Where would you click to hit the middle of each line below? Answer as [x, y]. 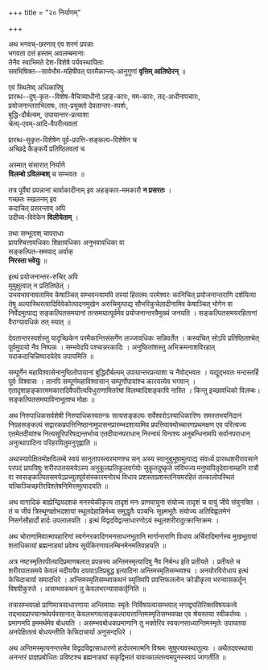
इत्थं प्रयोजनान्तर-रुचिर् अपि [43, 277]
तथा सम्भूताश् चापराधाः [36, 233]
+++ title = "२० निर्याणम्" [45, 12]
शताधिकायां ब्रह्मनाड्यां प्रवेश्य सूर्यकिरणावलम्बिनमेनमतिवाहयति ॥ [87, 545]
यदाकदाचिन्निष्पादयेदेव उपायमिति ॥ [51, 356]
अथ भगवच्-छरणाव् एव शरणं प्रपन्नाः [51, 44]
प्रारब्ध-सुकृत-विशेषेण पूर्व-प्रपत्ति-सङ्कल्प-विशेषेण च [72, 140]
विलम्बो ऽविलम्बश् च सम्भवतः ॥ [46, 174]
